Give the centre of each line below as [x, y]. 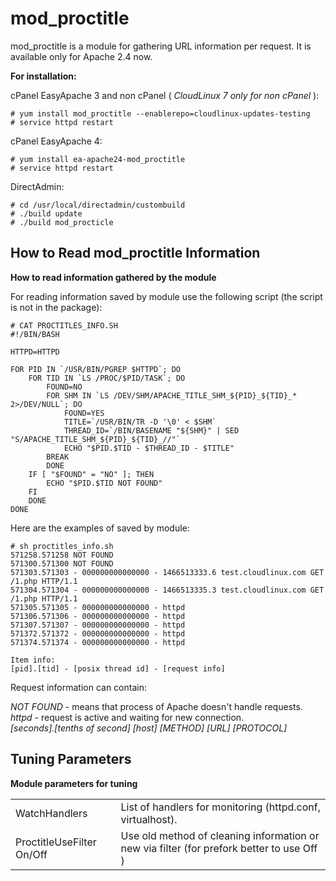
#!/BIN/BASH [35, 334]
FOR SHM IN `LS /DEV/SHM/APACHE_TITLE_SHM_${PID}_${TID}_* [172, 395]
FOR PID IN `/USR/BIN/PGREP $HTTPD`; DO [96, 369]
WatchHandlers [51, 813]
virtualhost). [149, 819]
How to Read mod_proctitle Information [135, 253]
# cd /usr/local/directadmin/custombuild [98, 205]
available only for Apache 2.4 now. [81, 56]
